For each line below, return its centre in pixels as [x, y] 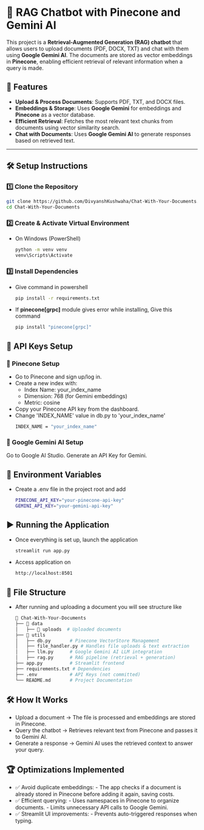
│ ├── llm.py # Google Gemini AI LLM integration [89, 652]
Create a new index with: [46, 383]
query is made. [25, 68]
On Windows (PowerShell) [48, 239]
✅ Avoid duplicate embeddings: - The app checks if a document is [98, 787]
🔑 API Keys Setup [39, 346]
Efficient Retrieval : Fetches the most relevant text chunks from [94, 121]
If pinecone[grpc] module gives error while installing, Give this [93, 310]
